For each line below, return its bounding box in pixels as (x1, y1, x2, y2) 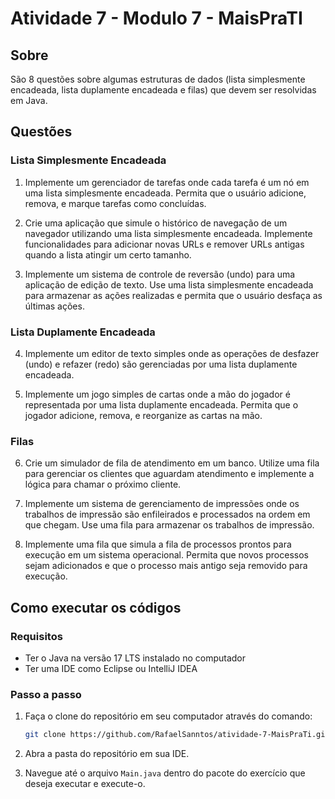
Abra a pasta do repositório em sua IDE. (24, 748, 190, 760)
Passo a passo (10, 687, 82, 701)
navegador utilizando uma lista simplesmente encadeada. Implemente (24, 227, 313, 239)
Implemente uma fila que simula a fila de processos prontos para (24, 538, 292, 551)
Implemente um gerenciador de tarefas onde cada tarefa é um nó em (24, 176, 310, 188)
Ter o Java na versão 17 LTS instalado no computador (24, 652, 247, 664)
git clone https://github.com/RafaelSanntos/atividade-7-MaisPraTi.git (24, 730, 330, 740)
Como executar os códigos (10, 599, 182, 616)
